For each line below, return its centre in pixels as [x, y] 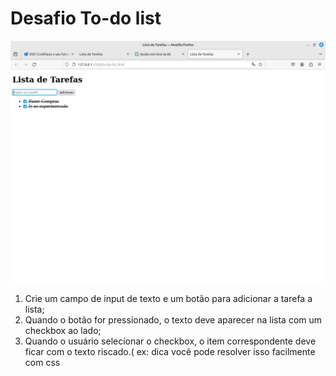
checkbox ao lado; [63, 331]
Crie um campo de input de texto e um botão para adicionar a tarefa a [168, 299]
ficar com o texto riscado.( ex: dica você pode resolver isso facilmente [170, 352]
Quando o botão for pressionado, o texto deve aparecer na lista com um [173, 320]
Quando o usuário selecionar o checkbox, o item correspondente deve [170, 341]
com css [42, 363]
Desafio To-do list [86, 18]
